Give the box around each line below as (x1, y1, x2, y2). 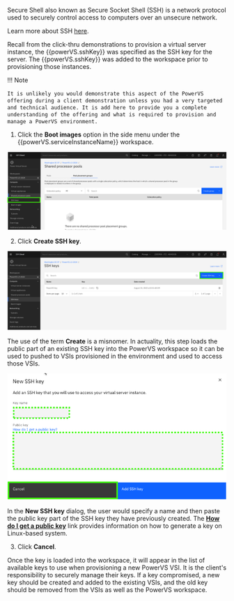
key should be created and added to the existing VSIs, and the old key (7, 578, 208, 586)
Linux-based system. (7, 529, 68, 537)
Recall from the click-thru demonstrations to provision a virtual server (7, 40, 207, 48)
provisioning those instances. (7, 63, 92, 70)
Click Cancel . (17, 543, 57, 551)
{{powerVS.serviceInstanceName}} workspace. (17, 138, 155, 146)
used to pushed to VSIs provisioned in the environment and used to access (7, 352, 223, 361)
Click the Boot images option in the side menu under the (17, 130, 180, 139)
